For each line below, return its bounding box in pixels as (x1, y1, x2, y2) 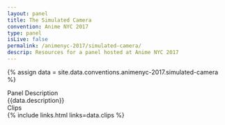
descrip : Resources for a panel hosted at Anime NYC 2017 (7, 49, 179, 56)
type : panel (7, 29, 42, 37)
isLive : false (7, 36, 49, 43)
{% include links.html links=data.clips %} (7, 110, 125, 119)
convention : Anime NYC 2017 (7, 23, 89, 30)
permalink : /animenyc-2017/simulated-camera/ (7, 42, 141, 49)
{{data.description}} (7, 96, 65, 104)
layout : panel (7, 10, 49, 17)
